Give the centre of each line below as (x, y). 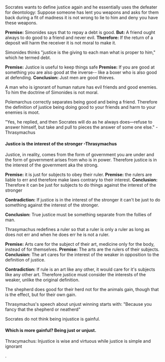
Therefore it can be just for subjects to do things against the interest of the (81, 185)
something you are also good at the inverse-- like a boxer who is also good (81, 72)
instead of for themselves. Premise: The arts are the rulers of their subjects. (82, 249)
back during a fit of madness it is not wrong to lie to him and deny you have (82, 17)
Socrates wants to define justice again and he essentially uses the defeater (81, 7)
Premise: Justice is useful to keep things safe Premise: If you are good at (80, 67)
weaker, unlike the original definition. (42, 280)
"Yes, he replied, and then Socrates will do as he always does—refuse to (79, 122)
